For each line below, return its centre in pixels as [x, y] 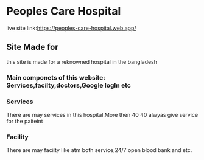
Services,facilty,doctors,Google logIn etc [69, 85]
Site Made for [33, 47]
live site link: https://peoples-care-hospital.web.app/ [71, 28]
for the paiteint [25, 121]
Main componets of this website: [56, 77]
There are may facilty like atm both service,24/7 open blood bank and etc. [99, 150]
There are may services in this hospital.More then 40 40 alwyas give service [102, 114]
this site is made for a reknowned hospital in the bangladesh [82, 61]
